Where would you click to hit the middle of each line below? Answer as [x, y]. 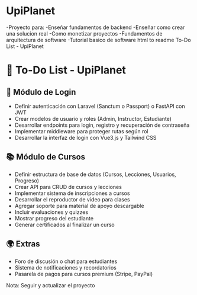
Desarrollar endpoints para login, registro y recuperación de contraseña [102, 125]
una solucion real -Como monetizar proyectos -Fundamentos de [84, 33]
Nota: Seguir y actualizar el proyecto [51, 285]
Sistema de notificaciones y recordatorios [65, 267]
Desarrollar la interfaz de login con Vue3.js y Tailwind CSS [85, 137]
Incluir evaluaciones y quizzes [51, 212]
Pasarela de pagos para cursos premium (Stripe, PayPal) [83, 274]
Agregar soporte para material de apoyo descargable [79, 206]
